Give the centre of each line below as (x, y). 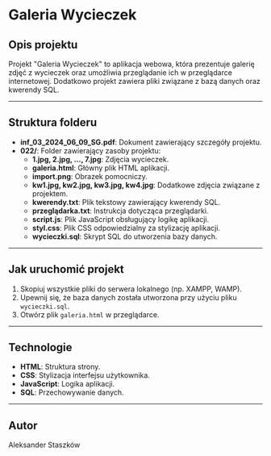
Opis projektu (43, 45)
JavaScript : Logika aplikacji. (67, 384)
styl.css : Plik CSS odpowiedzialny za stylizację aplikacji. (126, 228)
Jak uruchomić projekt (67, 269)
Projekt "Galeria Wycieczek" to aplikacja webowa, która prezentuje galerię (132, 64)
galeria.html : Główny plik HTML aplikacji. (101, 168)
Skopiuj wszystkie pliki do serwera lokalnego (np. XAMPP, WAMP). (131, 289)
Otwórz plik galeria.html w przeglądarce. (90, 314)
